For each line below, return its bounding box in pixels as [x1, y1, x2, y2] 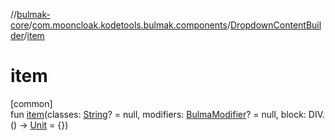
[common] [10, 97, 53, 109]
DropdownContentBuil [230, 19, 322, 31]
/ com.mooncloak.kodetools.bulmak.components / [28, 19, 231, 31]
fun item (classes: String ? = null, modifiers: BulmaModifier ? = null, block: [10, 108, 307, 120]
